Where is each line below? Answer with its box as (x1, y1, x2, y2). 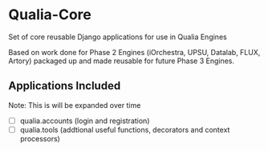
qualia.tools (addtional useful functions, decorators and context (19, 125, 230, 134)
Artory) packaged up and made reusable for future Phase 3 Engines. (8, 56, 235, 66)
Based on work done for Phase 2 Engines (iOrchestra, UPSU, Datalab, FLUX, (8, 47, 261, 57)
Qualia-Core (8, 6, 92, 24)
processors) (19, 133, 60, 143)
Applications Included (8, 79, 121, 93)
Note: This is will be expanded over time (8, 100, 141, 109)
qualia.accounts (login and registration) (19, 116, 150, 125)
